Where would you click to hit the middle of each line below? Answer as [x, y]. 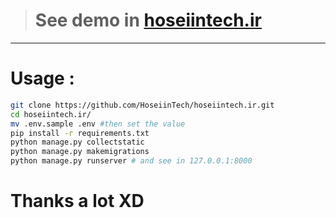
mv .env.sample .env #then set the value [98, 124]
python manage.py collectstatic [77, 142]
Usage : [42, 78]
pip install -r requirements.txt [80, 133]
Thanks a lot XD [77, 201]
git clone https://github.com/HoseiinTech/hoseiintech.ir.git [142, 105]
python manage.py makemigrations [80, 152]
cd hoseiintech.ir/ [51, 114]
